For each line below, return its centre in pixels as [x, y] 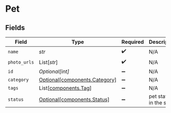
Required [133, 42]
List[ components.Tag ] [65, 88]
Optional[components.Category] [78, 80]
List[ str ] [48, 62]
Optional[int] [54, 72]
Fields [15, 28]
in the [155, 103]
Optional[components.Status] [74, 100]
